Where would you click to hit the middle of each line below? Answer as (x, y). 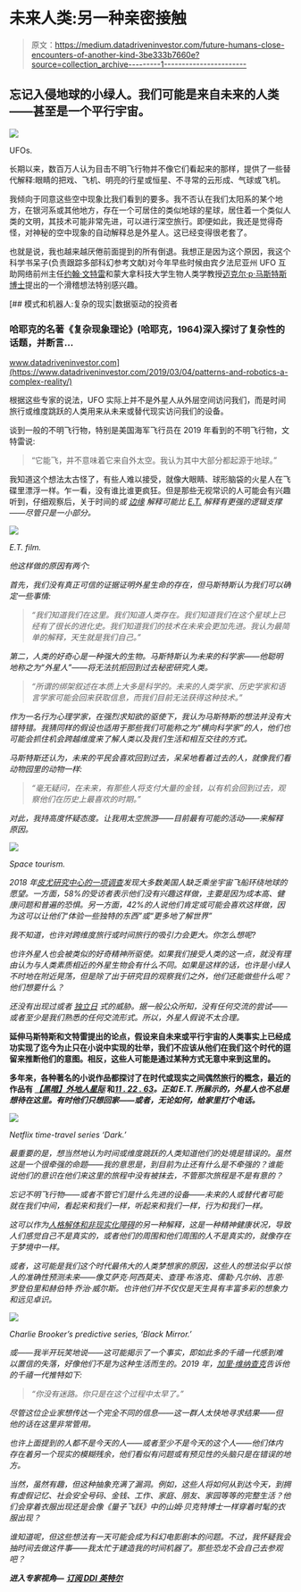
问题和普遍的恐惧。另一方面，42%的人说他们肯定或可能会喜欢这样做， (147, 905)
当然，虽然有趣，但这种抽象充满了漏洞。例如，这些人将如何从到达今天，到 (146, 1485)
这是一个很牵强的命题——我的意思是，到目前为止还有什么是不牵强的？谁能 (146, 1165)
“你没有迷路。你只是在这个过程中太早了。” (108, 1394)
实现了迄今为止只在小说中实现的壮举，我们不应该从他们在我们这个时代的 (150, 1048)
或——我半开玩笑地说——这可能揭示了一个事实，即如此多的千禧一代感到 (142, 1353)
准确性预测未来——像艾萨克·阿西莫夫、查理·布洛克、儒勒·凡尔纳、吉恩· (155, 1278)
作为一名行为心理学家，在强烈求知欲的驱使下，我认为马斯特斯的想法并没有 (146, 716)
